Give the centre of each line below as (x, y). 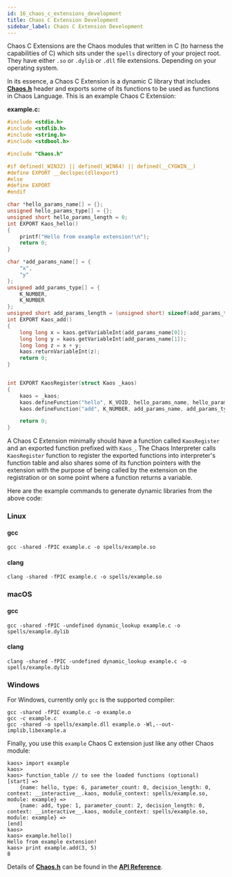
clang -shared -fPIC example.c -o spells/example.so (85, 577)
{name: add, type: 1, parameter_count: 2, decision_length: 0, (113, 806)
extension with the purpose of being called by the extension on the (103, 470)
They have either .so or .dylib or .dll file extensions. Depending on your (112, 61)
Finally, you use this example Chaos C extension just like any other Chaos (110, 744)
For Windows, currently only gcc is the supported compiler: (91, 700)
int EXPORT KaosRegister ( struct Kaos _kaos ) (72, 383)
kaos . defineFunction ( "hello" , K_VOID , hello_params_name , (105, 402)
